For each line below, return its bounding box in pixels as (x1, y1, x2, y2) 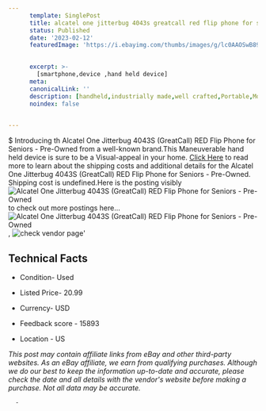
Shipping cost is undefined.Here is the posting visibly (8, 178, 182, 187)
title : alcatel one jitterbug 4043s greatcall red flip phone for (28, 19, 253, 27)
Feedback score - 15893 (19, 318, 100, 328)
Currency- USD (19, 303, 70, 313)
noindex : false (28, 100, 80, 108)
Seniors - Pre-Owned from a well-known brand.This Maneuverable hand (8, 144, 245, 154)
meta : (28, 77, 47, 86)
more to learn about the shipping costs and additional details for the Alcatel (8, 161, 253, 171)
